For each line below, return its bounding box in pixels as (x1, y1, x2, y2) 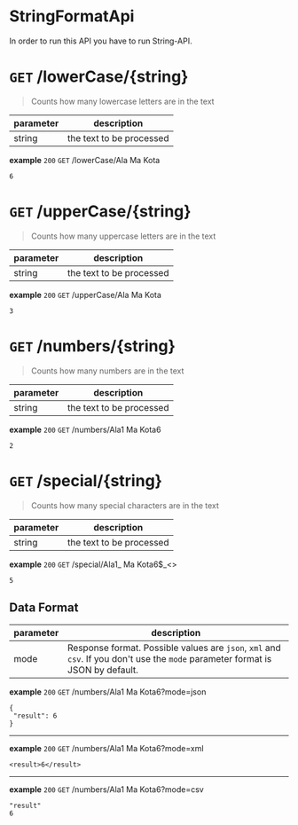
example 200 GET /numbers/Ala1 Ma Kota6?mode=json (9, 686, 207, 697)
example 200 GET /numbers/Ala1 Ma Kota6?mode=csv (9, 783, 204, 795)
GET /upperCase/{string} (9, 201, 192, 222)
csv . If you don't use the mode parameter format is (67, 652, 272, 664)
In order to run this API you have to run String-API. (9, 35, 192, 46)
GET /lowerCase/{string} (9, 67, 189, 87)
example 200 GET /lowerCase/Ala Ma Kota (9, 154, 161, 165)
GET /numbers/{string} (9, 336, 176, 356)
